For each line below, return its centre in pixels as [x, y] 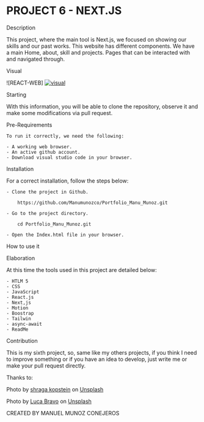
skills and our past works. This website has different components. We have [100, 46]
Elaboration [21, 258]
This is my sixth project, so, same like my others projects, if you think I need [102, 352]
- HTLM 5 [17, 281]
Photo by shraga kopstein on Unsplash [55, 389]
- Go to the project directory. [47, 213]
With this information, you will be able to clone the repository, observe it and [102, 106]
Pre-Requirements [29, 125]
